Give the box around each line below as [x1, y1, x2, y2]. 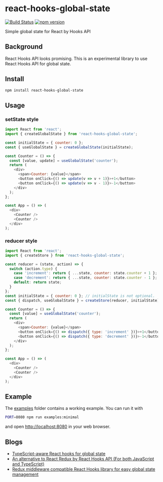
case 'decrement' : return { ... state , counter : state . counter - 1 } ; [14, 275, 158, 280]
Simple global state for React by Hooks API [5, 28, 91, 34]
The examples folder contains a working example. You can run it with [5, 405, 143, 411]
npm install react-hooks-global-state [5, 88, 83, 93]
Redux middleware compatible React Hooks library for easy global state [12, 466, 155, 472]
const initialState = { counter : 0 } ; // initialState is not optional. [5, 293, 155, 298]
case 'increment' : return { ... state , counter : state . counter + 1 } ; [14, 271, 158, 276]
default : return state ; [14, 280, 62, 285]
